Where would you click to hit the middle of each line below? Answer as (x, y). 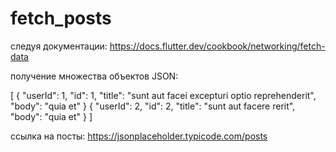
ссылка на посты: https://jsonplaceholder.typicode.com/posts (139, 136)
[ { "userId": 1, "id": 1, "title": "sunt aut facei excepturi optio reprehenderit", (163, 95)
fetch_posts (61, 18)
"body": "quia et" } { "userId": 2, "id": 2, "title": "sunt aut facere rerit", (153, 106)
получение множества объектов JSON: (94, 76)
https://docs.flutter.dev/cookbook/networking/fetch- (217, 46)
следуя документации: (59, 46)
